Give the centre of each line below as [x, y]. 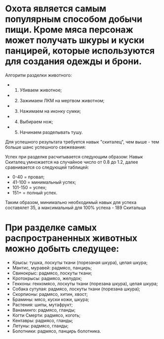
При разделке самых [51, 228]
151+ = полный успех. [35, 193]
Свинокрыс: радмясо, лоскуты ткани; [52, 273]
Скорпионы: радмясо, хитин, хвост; [50, 294]
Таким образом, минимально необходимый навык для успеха [71, 202]
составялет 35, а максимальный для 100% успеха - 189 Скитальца [76, 207]
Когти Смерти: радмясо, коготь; [46, 315]
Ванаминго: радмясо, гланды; [44, 310]
